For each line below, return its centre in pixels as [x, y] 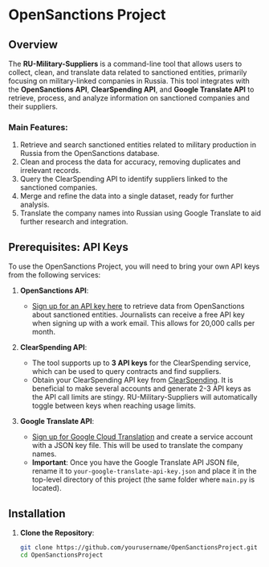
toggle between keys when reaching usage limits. [114, 406]
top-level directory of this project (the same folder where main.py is [143, 479]
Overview [33, 45]
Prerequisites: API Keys [68, 247]
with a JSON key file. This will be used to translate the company [137, 446]
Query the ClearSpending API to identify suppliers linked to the [124, 179]
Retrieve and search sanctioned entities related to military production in [138, 145]
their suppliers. [33, 107]
